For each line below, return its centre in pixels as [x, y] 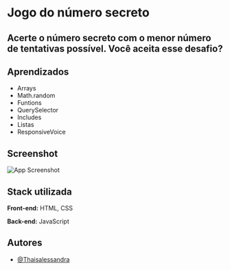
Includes [29, 117]
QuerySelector [38, 110]
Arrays [26, 88]
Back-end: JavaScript [38, 221]
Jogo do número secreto [78, 13]
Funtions [30, 103]
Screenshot [33, 153]
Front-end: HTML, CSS [40, 208]
